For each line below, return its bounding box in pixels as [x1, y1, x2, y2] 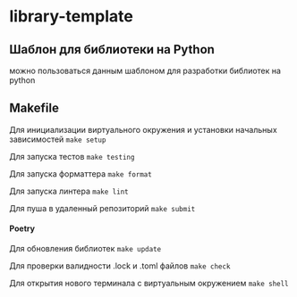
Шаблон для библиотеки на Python [9, 42, 215, 57]
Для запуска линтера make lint [9, 186, 129, 196]
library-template [9, 6, 134, 27]
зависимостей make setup [9, 134, 106, 144]
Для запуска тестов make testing [9, 151, 135, 161]
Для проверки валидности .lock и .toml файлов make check [9, 260, 231, 271]
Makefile [9, 101, 60, 116]
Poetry [9, 223, 36, 234]
